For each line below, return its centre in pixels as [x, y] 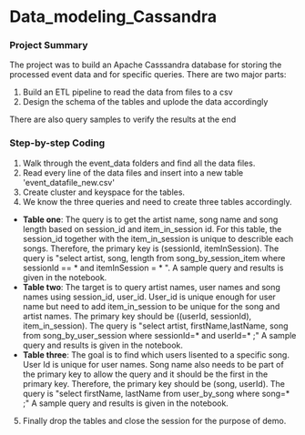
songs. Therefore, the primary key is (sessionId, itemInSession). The [151, 248]
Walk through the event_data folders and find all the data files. [139, 163]
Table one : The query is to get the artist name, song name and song [150, 219]
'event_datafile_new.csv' [69, 182]
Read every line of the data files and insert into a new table [133, 172]
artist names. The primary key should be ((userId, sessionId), [137, 316]
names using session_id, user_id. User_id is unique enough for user [149, 297]
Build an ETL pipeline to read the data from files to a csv [128, 92]
